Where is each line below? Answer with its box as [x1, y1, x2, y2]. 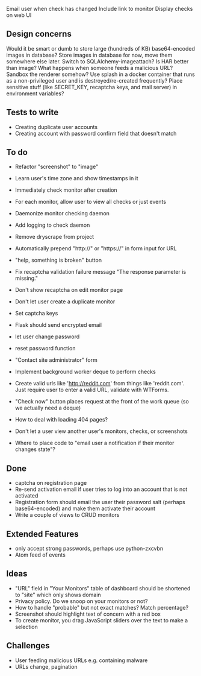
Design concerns [6, 29, 72, 39]
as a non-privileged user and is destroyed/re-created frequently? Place [6, 77, 183, 84]
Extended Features [6, 529, 79, 539]
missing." [14, 274, 38, 282]
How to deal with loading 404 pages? [14, 416, 108, 423]
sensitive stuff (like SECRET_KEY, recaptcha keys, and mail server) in [6, 83, 178, 90]
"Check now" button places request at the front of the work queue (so [14, 398, 190, 405]
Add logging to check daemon [14, 221, 90, 229]
